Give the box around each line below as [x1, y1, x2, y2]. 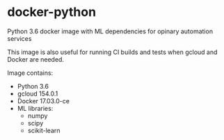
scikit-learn [27, 126, 61, 134]
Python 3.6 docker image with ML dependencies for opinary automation [7, 27, 214, 35]
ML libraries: [17, 104, 54, 112]
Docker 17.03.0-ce [17, 96, 70, 105]
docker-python [7, 4, 96, 20]
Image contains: [7, 69, 54, 77]
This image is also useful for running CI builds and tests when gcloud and [7, 48, 218, 56]
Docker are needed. [7, 55, 65, 63]
